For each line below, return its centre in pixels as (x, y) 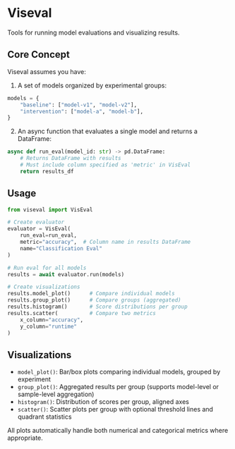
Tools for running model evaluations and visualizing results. (94, 32)
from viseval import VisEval (50, 209)
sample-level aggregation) (56, 394)
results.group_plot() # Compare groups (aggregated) (94, 300)
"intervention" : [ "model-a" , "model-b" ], (82, 111)
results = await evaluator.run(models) (66, 274)
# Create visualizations (44, 287)
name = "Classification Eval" (61, 248)
